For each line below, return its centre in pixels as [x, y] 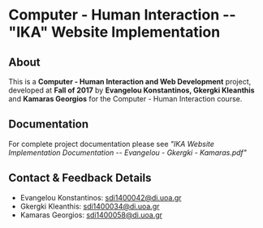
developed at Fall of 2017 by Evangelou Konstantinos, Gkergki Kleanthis [131, 90]
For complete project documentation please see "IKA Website [112, 144]
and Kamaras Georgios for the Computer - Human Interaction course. [125, 99]
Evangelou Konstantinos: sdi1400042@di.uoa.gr [101, 197]
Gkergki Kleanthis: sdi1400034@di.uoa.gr [90, 206]
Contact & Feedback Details [80, 178]
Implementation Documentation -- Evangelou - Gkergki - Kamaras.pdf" [128, 153]
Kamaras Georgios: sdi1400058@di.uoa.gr [91, 215]
